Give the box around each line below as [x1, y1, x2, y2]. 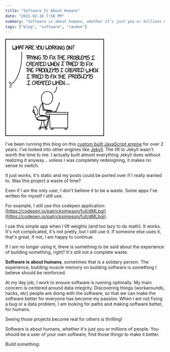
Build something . [5, 341, 40, 347]
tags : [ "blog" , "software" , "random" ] [5, 24, 87, 29]
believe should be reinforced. [5, 270, 66, 276]
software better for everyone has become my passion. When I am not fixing [5, 296, 163, 302]
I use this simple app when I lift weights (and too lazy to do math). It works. [5, 223, 161, 230]
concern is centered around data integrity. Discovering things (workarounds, [5, 285, 165, 291]
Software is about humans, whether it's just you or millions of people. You [5, 326, 159, 332]
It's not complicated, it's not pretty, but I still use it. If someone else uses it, [5, 229, 161, 235]
